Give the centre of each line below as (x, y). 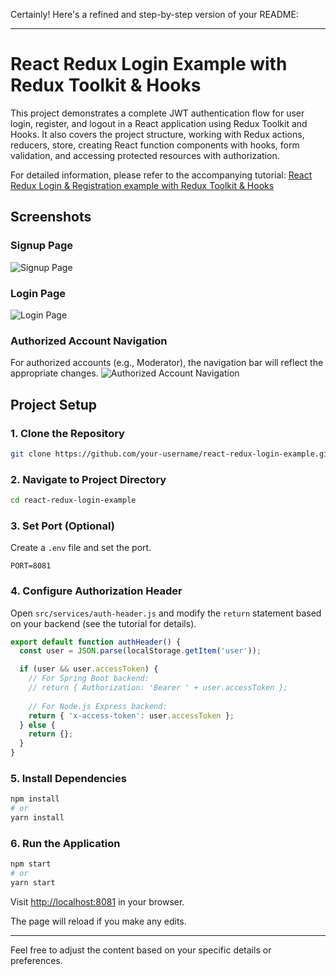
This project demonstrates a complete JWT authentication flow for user (157, 113)
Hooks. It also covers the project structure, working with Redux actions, (157, 134)
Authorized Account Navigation (89, 341)
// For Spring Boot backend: (89, 679)
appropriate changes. (54, 373)
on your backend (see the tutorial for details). (103, 623)
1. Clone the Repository (67, 433)
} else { (37, 725)
